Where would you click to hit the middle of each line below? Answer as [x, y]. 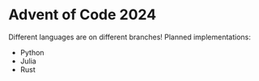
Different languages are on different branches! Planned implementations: [129, 37]
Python [32, 52]
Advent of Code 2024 [82, 15]
